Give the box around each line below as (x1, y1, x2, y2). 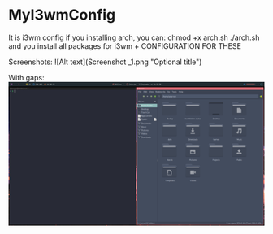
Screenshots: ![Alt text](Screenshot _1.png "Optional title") (8, 57, 202, 67)
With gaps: (8, 72, 45, 82)
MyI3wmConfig (8, 6, 116, 24)
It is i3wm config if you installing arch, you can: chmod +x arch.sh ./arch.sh (8, 32, 260, 42)
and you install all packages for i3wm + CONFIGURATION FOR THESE (8, 41, 242, 50)
